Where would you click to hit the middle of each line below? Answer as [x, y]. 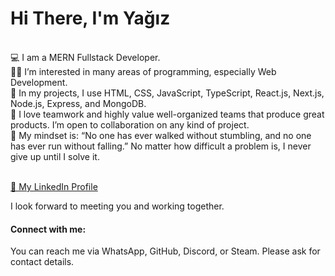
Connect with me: [48, 229]
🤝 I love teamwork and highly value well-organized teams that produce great [167, 114]
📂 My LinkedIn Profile [54, 186]
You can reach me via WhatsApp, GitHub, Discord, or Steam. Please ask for [165, 251]
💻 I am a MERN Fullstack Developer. [85, 57]
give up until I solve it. [55, 156]
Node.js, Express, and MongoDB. [78, 103]
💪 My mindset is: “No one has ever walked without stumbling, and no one [161, 135]
